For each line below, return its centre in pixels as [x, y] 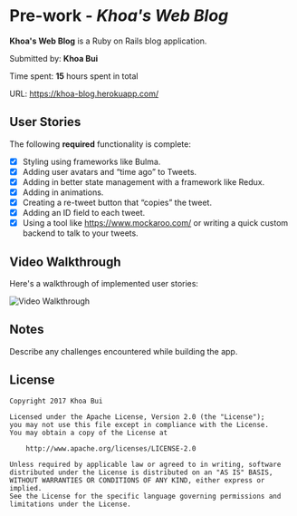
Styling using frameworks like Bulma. [91, 161]
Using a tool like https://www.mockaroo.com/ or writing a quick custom [155, 223]
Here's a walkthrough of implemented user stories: [104, 283]
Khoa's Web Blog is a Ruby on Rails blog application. [108, 41]
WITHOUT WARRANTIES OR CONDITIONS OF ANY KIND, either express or [137, 480]
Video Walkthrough [65, 262]
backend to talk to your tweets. [80, 233]
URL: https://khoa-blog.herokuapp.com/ [84, 93]
